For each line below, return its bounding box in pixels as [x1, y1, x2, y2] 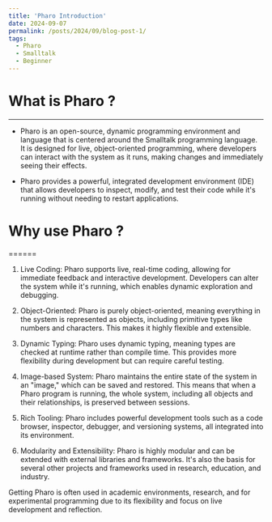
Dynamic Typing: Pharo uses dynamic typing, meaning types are [19, 338, 236, 348]
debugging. [19, 290, 59, 299]
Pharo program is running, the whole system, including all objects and [19, 388, 253, 398]
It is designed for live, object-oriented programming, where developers [19, 143, 257, 153]
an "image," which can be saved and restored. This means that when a [19, 380, 257, 389]
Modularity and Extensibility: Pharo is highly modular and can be [19, 446, 235, 456]
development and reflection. [8, 504, 103, 514]
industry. [19, 471, 50, 482]
